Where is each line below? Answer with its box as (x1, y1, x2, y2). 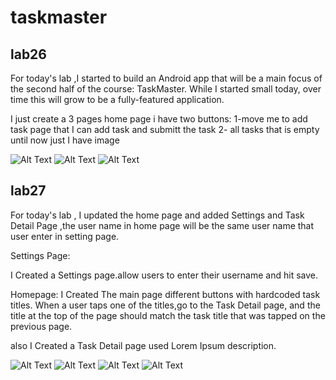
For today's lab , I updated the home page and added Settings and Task (10, 209, 305, 221)
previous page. (10, 320, 73, 332)
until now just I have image (10, 134, 120, 146)
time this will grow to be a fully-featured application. (10, 94, 225, 105)
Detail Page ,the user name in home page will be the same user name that (10, 219, 315, 231)
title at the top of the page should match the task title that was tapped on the (10, 309, 326, 321)
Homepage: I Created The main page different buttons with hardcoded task (10, 288, 321, 300)
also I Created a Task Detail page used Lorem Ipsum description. (10, 339, 277, 351)
